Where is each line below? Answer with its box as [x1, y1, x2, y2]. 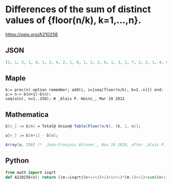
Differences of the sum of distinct [5, 4, 151, 15]
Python [5, 156, 29, 165]
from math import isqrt [5, 170, 56, 175]
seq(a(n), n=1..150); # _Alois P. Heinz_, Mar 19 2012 [5, 96, 125, 102]
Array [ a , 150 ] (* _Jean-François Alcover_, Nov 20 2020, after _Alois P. [5, 142, 166, 147]
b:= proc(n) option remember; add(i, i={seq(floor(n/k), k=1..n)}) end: [5, 87, 164, 92]
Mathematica [5, 110, 49, 119]
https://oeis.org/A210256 [5, 31, 58, 37]
